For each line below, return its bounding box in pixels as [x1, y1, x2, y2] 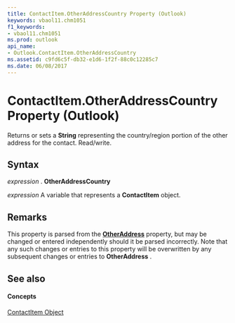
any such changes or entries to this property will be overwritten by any [7, 245, 212, 253]
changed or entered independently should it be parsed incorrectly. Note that [7, 237, 228, 246]
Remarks [7, 211, 48, 223]
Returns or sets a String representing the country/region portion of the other [7, 131, 228, 139]
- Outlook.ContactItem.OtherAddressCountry [7, 50, 137, 57]
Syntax [7, 159, 39, 171]
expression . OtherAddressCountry [7, 177, 111, 186]
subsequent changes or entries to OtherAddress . [7, 252, 152, 261]
